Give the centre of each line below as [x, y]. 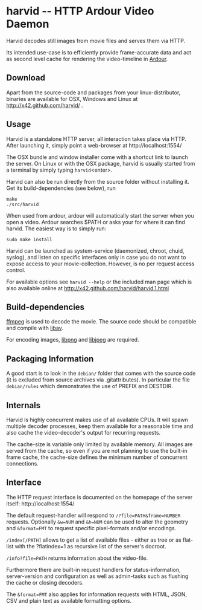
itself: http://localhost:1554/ [40, 504]
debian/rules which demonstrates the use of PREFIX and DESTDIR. [90, 386]
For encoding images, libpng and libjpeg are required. [73, 340]
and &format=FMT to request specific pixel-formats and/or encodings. [91, 528]
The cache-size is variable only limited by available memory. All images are [99, 444]
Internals [24, 405]
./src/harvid [23, 204]
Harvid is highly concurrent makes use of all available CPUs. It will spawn [97, 420]
